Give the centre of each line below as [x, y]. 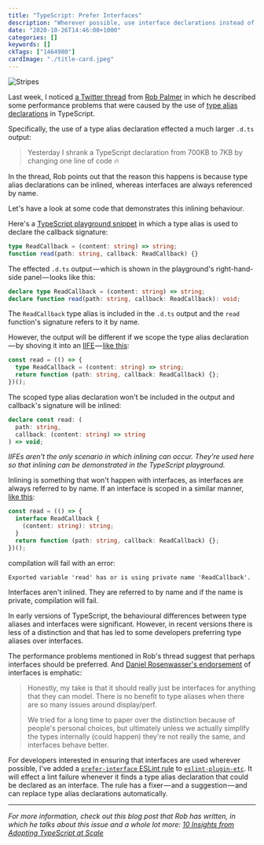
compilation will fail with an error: [62, 563]
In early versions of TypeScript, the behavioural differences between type [128, 615]
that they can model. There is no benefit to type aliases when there [136, 696]
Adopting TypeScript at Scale [56, 832]
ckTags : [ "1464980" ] [42, 52]
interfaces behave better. [68, 744]
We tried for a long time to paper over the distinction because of [131, 719]
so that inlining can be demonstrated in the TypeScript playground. [117, 465]
